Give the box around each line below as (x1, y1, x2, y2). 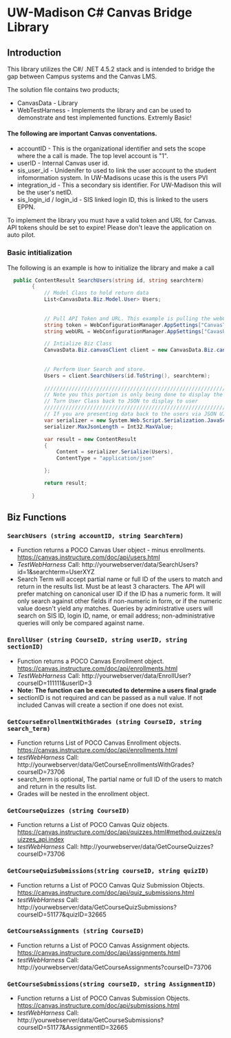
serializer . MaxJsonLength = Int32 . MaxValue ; (43, 423, 174, 430)
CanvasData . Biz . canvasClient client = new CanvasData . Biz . (43, 347, 217, 354)
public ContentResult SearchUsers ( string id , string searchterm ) (13, 277, 205, 284)
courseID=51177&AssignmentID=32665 (16, 1024, 129, 1032)
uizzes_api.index (16, 835, 65, 844)
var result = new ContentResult (43, 436, 137, 442)
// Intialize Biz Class (43, 340, 112, 348)
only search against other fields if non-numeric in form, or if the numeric (16, 597, 222, 605)
